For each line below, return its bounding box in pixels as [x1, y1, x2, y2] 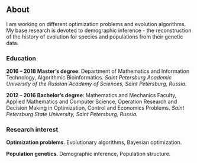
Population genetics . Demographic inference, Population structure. [6, 151, 171, 158]
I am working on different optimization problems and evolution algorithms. [6, 20, 186, 27]
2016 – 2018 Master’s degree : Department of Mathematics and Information [6, 68, 190, 75]
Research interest [6, 126, 59, 134]
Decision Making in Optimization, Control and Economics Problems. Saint [6, 104, 185, 111]
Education [6, 54, 37, 62]
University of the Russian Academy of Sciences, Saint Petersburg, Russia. [6, 80, 188, 88]
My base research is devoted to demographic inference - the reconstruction [6, 27, 192, 34]
